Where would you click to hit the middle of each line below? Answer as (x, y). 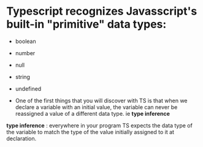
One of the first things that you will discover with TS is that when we (101, 100)
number (25, 53)
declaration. (21, 138)
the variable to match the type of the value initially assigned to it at (90, 132)
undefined (28, 89)
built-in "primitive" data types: (86, 24)
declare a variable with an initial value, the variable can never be (96, 107)
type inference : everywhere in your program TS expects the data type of (100, 125)
